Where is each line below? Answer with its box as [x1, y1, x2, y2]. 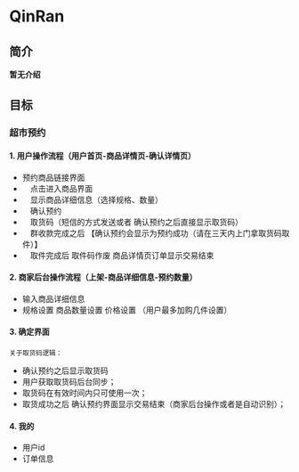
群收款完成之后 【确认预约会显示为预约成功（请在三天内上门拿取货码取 [29, 227, 290, 238]
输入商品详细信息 [21, 293, 85, 304]
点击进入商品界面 [29, 183, 93, 193]
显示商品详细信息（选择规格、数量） [29, 194, 163, 205]
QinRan [9, 6, 65, 27]
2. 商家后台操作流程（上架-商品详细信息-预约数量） [9, 272, 198, 282]
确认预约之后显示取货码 [21, 365, 109, 376]
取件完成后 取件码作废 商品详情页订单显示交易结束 [29, 249, 214, 260]
